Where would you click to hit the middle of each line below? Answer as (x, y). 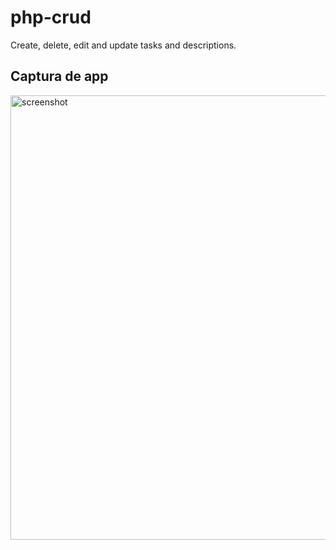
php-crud (51, 17)
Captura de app (59, 76)
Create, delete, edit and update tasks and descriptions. (123, 45)
